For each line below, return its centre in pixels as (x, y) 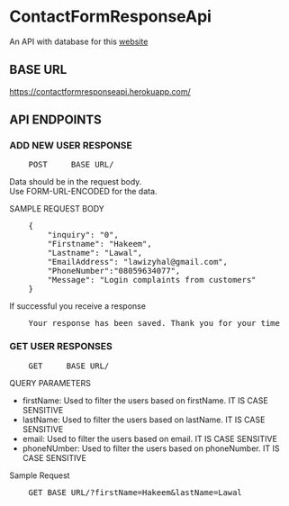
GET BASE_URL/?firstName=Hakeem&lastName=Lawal (135, 492)
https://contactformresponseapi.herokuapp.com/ (100, 91)
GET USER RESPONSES (61, 347)
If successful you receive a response (78, 306)
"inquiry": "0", (83, 235)
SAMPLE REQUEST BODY (57, 209)
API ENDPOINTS (55, 120)
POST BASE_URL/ (71, 165)
